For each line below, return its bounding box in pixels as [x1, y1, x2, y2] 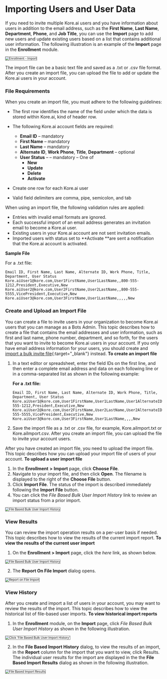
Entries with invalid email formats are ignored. [12, 214, 107, 220]
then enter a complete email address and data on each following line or [12, 365, 159, 371]
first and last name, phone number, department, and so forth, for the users [5, 335, 158, 340]
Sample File [5, 250, 30, 256]
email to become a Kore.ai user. [12, 225, 77, 231]
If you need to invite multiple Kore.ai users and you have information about [5, 20, 158, 26]
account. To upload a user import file [5, 456, 83, 462]
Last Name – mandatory [19, 144, 70, 150]
